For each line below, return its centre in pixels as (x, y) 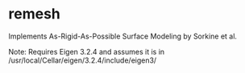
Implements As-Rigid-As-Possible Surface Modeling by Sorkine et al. (123, 36)
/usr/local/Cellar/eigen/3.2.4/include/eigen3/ (83, 60)
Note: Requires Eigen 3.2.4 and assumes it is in (87, 51)
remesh (34, 14)
